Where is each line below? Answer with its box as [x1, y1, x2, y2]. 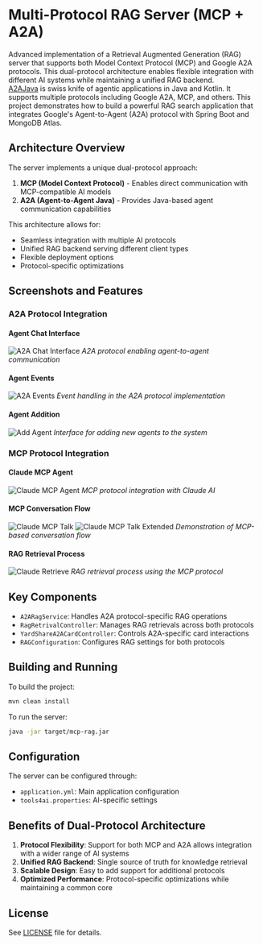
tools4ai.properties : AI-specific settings [19, 795, 158, 805]
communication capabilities [19, 204, 112, 213]
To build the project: [8, 682, 75, 691]
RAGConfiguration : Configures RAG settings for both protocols [19, 637, 225, 647]
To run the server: [8, 711, 68, 722]
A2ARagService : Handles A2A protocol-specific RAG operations [19, 611, 228, 621]
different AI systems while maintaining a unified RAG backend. [8, 75, 215, 85]
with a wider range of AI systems [19, 848, 129, 859]
